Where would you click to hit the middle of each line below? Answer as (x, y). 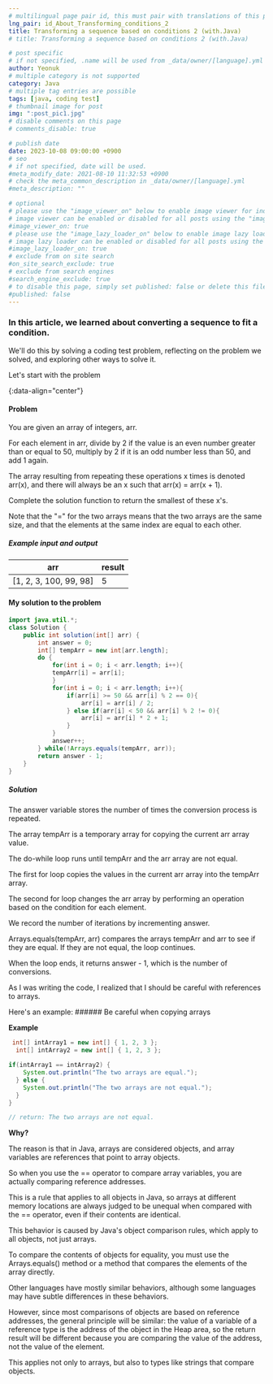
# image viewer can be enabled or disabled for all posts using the (127, 219)
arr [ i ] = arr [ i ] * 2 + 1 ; (125, 718)
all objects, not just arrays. (53, 1239)
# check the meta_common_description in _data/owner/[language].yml (127, 181)
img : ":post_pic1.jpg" (47, 114)
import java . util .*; (43, 620)
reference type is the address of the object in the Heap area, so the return (132, 1330)
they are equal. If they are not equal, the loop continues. (102, 948)
